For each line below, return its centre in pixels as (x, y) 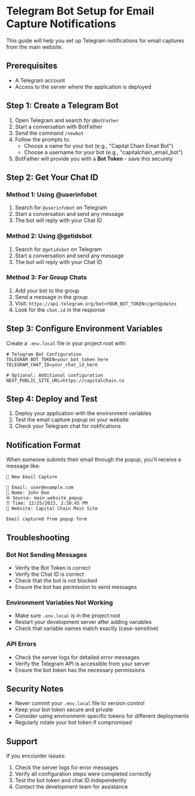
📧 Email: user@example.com (40, 488)
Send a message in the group (51, 297)
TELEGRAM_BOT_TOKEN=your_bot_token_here (58, 359)
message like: (23, 466)
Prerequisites (32, 66)
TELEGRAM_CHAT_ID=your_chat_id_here (52, 365)
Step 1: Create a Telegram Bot (62, 106)
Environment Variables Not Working (60, 602)
